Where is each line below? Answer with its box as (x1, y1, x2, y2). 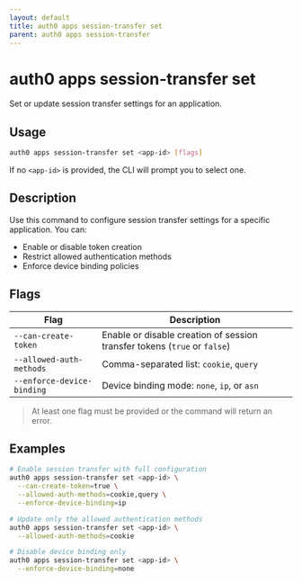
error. (31, 415, 52, 425)
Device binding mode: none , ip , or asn (102, 379, 259, 391)
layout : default (9, 13, 70, 22)
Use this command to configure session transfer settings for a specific (9, 214, 271, 225)
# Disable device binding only (9, 548, 127, 557)
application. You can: (9, 224, 87, 235)
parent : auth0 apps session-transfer (9, 30, 151, 39)
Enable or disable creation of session (102, 328, 258, 341)
